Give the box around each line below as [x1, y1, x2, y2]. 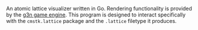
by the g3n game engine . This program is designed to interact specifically [6, 11, 186, 18]
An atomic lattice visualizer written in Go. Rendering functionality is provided [6, 5, 192, 12]
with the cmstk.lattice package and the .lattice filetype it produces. [6, 18, 177, 24]
